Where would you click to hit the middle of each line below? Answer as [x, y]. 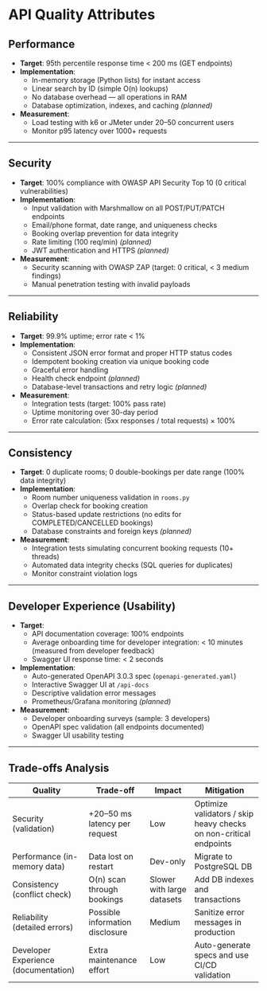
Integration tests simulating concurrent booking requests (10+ [133, 548]
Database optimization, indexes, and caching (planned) [122, 106]
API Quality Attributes [82, 15]
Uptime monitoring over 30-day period [95, 412]
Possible [104, 912]
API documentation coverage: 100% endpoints [108, 634]
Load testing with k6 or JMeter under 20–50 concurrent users [133, 122]
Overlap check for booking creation [90, 506]
